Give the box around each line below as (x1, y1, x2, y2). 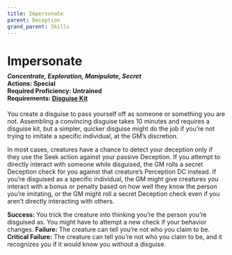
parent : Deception (7, 17, 60, 24)
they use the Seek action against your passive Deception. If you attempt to (7, 152, 221, 161)
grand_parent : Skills (7, 23, 70, 30)
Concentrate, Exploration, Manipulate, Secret (7, 72, 142, 81)
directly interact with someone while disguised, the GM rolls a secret (7, 160, 204, 168)
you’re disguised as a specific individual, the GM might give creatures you (7, 174, 219, 183)
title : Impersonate (7, 10, 64, 17)
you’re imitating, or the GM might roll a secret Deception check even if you (7, 189, 220, 198)
